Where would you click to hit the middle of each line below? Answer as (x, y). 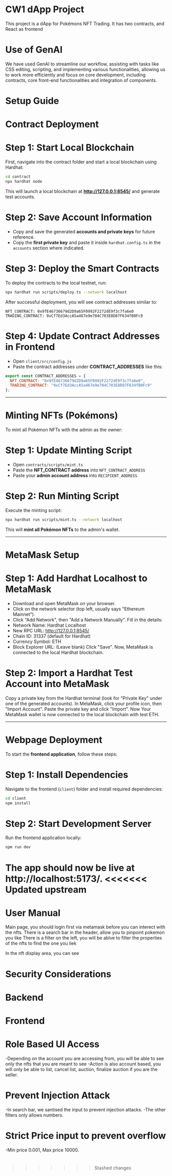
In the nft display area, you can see (42, 953)
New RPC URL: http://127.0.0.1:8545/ (51, 630)
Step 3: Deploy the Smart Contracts (82, 269)
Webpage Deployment (54, 740)
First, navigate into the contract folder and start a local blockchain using (81, 162)
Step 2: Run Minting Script (62, 496)
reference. (24, 237)
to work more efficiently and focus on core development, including (76, 75)
